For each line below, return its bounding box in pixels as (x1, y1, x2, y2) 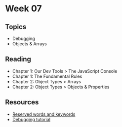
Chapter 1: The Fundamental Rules (12, 73, 82, 79)
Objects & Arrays (12, 41, 47, 47)
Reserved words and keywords (12, 111, 76, 117)
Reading (5, 55, 31, 63)
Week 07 (5, 3, 42, 14)
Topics (5, 23, 27, 31)
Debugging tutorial (12, 116, 51, 122)
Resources (5, 98, 39, 106)
